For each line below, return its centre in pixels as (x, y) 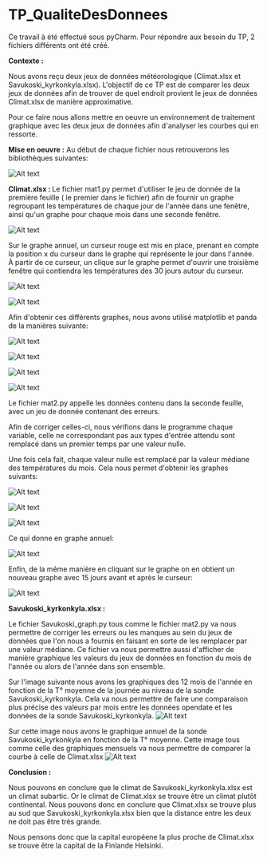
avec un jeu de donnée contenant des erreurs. (84, 411)
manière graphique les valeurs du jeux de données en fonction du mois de (130, 658)
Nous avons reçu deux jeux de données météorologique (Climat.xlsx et (125, 76)
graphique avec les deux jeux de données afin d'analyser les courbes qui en (133, 125)
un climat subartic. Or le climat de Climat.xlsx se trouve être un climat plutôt (132, 796)
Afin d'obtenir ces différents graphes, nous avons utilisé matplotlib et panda (133, 317)
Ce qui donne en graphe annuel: (61, 538)
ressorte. (23, 134)
